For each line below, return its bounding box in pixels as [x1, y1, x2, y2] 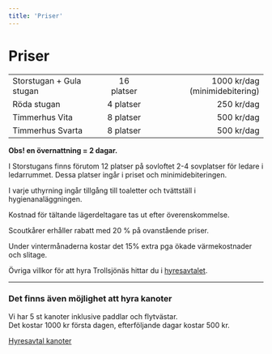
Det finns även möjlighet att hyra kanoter [8, 293, 172, 305]
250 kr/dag [216, 98, 260, 109]
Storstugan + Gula [12, 75, 82, 86]
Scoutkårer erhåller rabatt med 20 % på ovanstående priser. [8, 225, 209, 235]
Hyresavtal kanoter [8, 335, 72, 345]
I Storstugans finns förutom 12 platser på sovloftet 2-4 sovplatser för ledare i [8, 161, 264, 171]
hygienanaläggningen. [8, 194, 83, 203]
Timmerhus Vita [12, 111, 73, 122]
